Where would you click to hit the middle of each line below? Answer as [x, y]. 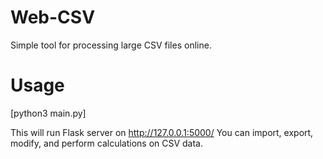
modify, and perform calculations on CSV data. [107, 143]
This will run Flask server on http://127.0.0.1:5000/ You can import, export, [162, 132]
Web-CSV [53, 17]
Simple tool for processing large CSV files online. [111, 45]
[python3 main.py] [48, 113]
